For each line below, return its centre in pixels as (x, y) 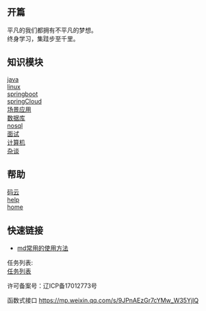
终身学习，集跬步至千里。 (43, 38)
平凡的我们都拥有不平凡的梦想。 (52, 30)
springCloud (25, 101)
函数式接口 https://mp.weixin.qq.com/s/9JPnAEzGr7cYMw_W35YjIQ (103, 301)
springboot (23, 94)
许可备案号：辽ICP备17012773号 (52, 286)
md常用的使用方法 (42, 248)
